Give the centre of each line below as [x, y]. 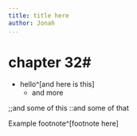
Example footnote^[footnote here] [64, 123]
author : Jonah [32, 23]
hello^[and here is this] [57, 84]
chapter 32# [50, 62]
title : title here [39, 16]
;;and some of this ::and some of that [68, 108]
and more [47, 93]
